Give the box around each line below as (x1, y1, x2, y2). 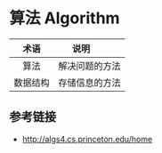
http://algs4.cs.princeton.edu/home (21, 133, 153, 144)
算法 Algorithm (9, 8, 120, 28)
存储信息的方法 (58, 76, 122, 89)
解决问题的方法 (58, 60, 122, 72)
